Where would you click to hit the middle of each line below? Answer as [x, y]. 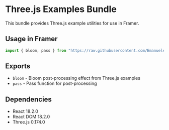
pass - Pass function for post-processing [55, 83]
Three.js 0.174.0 [29, 122]
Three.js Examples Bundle [61, 9]
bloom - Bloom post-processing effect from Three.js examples [76, 78]
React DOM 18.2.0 [31, 117]
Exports [18, 66]
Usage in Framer [31, 39]
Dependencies [28, 99]
